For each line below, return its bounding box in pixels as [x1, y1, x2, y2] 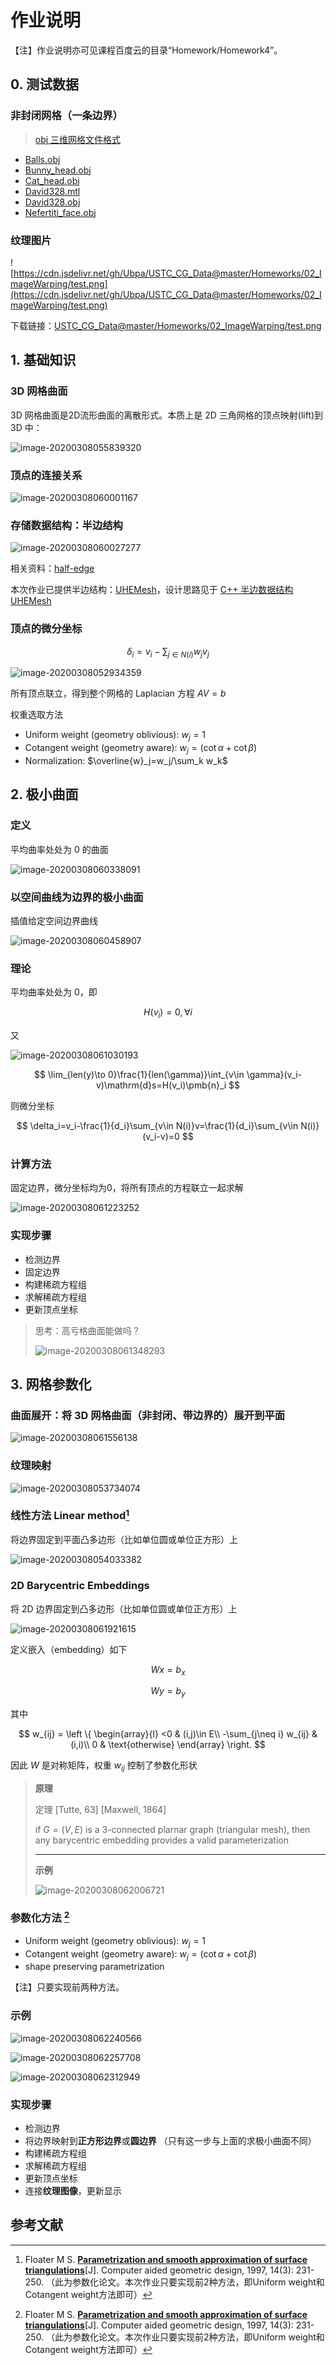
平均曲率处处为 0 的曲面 [10, 843, 109, 855]
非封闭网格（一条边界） [10, 109, 123, 123]
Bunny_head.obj [24, 164, 92, 176]
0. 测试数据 [10, 76, 79, 93]
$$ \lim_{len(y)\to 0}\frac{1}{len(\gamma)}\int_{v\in [33, 1068, 245, 1080]
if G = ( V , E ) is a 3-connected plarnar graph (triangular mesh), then [34, 1823, 311, 1835]
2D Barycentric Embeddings [10, 1579, 150, 1593]
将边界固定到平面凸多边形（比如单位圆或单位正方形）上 [10, 1534, 238, 1546]
